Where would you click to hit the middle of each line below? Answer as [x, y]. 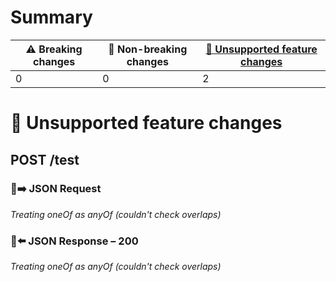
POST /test [45, 159]
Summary [51, 17]
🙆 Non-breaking [148, 49]
